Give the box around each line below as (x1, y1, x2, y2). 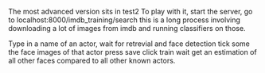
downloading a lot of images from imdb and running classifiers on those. (8, 24, 246, 33)
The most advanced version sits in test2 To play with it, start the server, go (8, 7, 253, 16)
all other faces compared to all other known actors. (8, 56, 176, 65)
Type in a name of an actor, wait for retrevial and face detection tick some (8, 39, 251, 48)
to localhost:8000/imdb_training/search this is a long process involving (8, 15, 241, 25)
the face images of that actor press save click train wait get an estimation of (8, 48, 257, 56)
